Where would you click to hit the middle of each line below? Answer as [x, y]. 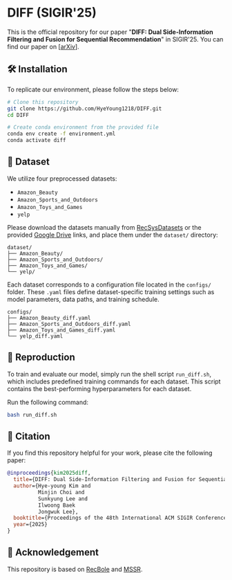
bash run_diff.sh [32, 415]
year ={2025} [31, 525]
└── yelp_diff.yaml [35, 336]
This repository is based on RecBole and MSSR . [75, 569]
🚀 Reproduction [41, 357]
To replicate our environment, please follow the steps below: [93, 89]
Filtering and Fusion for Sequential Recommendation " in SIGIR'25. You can [115, 39]
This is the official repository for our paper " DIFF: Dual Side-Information [110, 32]
